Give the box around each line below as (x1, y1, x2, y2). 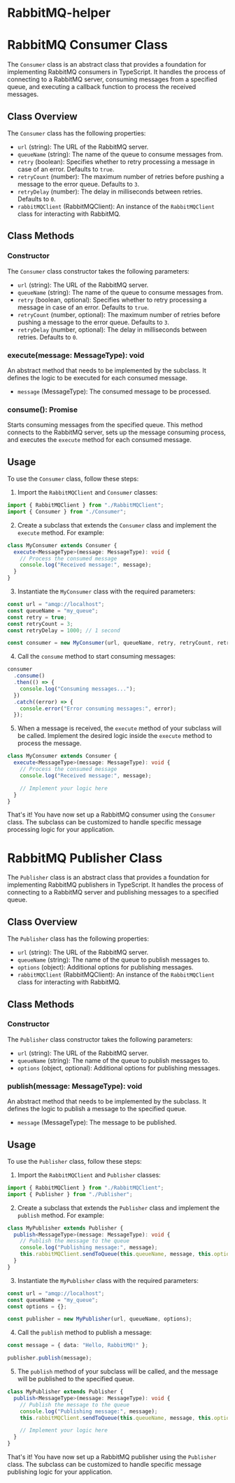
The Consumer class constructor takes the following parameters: (7, 267, 190, 275)
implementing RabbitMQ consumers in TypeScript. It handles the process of (7, 68, 226, 76)
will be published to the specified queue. (17, 1375, 135, 1383)
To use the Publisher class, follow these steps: (7, 1157, 142, 1165)
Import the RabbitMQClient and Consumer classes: (17, 488, 158, 497)
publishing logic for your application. (7, 1468, 113, 1476)
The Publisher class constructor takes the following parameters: (7, 1035, 193, 1043)
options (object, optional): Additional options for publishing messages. (17, 1063, 220, 1072)
